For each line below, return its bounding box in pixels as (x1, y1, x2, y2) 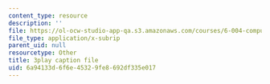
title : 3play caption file (8, 57, 99, 65)
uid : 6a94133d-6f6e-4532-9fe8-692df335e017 (8, 64, 157, 72)
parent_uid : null (8, 42, 67, 50)
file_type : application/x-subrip (8, 34, 121, 42)
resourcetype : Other (8, 49, 78, 57)
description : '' (8, 19, 63, 27)
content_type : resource (8, 11, 88, 20)
